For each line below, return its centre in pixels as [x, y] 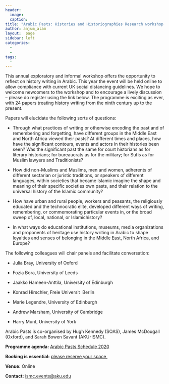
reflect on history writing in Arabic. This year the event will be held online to [84, 81]
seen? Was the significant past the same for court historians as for [81, 149]
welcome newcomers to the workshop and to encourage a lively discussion [83, 92]
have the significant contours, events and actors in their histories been [86, 144]
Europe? [21, 243]
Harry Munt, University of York [44, 322]
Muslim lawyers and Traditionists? [48, 160]
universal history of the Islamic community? [58, 191]
